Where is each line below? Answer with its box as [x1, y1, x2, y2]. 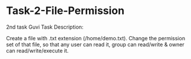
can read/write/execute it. [6, 47, 69, 54]
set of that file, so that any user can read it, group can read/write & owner [6, 41, 185, 48]
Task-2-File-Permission [6, 4, 125, 18]
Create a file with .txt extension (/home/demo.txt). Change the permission [6, 34, 186, 41]
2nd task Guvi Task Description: [6, 23, 84, 30]
